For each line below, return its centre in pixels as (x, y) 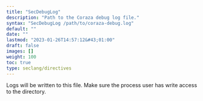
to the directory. (26, 92)
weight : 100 (21, 57)
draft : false (23, 46)
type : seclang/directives (39, 68)
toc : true (19, 62)
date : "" (17, 34)
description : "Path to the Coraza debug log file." (73, 18)
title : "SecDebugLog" (34, 12)
